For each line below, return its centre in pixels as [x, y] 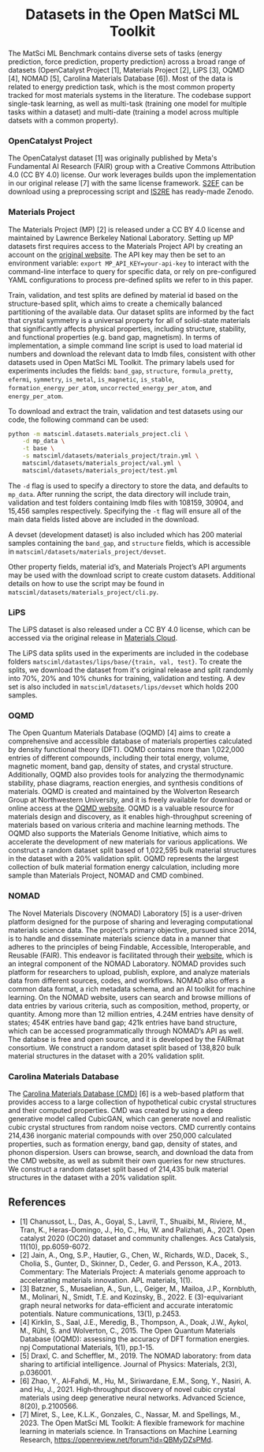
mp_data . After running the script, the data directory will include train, [119, 494]
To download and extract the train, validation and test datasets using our [126, 411]
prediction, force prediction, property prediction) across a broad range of [127, 62]
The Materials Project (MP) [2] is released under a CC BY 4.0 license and [127, 229]
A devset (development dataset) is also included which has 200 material [125, 534]
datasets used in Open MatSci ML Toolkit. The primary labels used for [121, 362]
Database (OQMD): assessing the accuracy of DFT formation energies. [134, 1339]
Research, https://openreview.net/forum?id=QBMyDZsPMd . [116, 1439]
